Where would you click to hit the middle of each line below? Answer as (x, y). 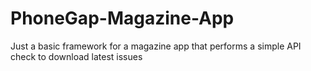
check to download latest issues (76, 56)
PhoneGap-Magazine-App (122, 18)
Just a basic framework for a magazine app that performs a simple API (156, 46)
